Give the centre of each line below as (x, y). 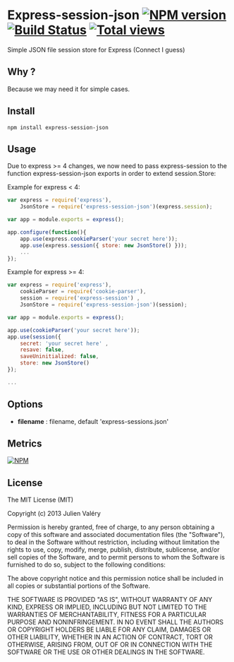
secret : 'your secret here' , (64, 343)
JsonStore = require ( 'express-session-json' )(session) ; (104, 305)
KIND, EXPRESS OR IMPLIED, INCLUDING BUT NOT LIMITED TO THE (107, 607)
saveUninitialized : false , (60, 357)
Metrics (25, 443)
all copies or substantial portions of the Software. (79, 586)
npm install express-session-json (58, 127)
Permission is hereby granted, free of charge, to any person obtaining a (111, 527)
